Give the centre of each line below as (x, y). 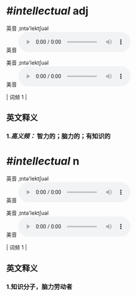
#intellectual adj (47, 11)
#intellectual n (43, 161)
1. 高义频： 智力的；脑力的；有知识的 (58, 136)
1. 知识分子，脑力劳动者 (40, 286)
